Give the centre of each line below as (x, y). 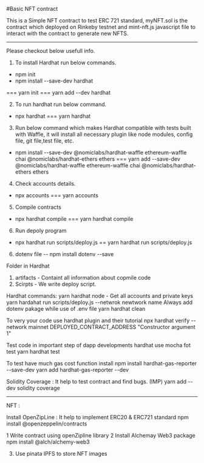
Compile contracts (38, 207)
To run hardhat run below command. (61, 104)
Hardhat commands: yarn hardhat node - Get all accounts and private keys (100, 296)
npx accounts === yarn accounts (57, 195)
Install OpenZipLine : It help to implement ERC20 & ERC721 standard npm (98, 417)
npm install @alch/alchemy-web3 (48, 442)
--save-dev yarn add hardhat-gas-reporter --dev (68, 370)
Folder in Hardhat (28, 266)
